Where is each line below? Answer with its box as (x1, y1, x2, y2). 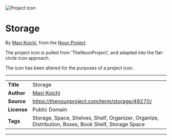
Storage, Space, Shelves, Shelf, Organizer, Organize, (32, 114, 159, 121)
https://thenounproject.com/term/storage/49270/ (32, 98, 152, 105)
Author (8, 89, 26, 97)
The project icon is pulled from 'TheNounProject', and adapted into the (5, 49, 155, 56)
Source (8, 98, 26, 105)
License (8, 106, 28, 113)
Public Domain (32, 106, 68, 113)
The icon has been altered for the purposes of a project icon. (5, 64, 134, 71)
